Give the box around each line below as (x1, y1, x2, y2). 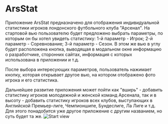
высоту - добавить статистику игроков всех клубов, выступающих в (5, 97, 153, 103)
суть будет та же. (5, 113, 43, 119)
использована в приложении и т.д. (5, 56, 79, 62)
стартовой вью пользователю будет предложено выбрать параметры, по (5, 30, 163, 36)
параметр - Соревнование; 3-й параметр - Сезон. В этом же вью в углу (5, 40, 160, 46)
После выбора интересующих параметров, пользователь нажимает (5, 66, 152, 72)
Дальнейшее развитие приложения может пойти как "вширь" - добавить (5, 86, 163, 92)
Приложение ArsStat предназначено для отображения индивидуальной (5, 19, 159, 25)
